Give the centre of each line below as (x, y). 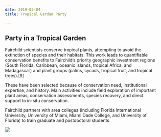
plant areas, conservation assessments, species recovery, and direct (74, 96)
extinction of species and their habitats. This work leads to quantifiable (77, 55)
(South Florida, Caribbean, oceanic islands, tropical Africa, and (69, 65)
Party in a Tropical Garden (46, 38)
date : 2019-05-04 (23, 10)
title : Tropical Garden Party (36, 14)
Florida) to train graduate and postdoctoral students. (58, 120)
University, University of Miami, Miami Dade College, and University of (76, 116)
